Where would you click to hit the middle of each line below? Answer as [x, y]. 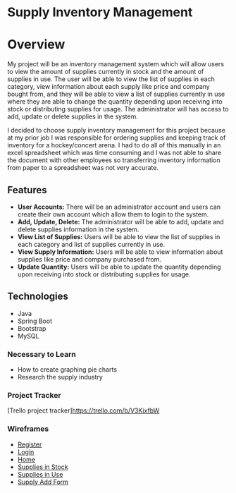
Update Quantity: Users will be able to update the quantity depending [119, 267]
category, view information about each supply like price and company [108, 87]
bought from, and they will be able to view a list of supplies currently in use [116, 94]
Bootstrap [32, 328]
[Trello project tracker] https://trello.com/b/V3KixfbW [83, 410]
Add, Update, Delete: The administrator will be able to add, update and [120, 221]
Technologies [38, 297]
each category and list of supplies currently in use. [91, 244]
